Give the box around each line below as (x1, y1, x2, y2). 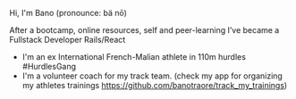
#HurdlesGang (21, 62, 77, 71)
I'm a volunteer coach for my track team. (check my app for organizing (21, 70, 283, 81)
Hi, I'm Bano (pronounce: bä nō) (9, 8, 128, 18)
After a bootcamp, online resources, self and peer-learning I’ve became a (9, 25, 280, 35)
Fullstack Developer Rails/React (9, 35, 126, 45)
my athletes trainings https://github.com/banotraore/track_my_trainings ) (21, 80, 288, 90)
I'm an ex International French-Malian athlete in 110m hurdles (21, 52, 246, 62)
